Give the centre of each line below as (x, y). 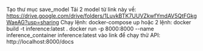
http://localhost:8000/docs (40, 42)
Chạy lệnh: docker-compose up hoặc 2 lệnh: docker (126, 22)
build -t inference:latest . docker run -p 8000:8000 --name (80, 29)
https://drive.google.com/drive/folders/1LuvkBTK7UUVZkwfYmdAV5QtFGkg (101, 16)
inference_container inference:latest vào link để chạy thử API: (83, 35)
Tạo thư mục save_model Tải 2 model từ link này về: (71, 9)
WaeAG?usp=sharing (33, 22)
